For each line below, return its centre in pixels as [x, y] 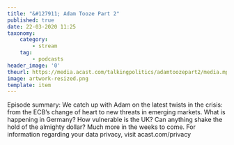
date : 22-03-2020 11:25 [42, 26]
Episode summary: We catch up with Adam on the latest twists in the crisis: [115, 105]
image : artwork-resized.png [48, 78]
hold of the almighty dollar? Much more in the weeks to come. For [102, 127]
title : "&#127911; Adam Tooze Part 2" [63, 14]
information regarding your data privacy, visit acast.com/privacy [99, 135]
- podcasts [48, 59]
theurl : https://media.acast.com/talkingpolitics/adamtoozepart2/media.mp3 [119, 72]
